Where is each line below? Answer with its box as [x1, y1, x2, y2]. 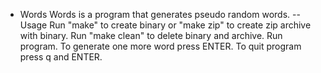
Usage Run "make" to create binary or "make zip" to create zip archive [19, 19, 312, 31]
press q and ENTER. [19, 51, 103, 63]
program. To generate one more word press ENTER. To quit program [19, 40, 302, 52]
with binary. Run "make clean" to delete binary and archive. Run [19, 30, 283, 41]
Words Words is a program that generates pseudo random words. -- [19, 9, 301, 20]
